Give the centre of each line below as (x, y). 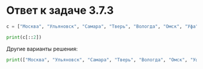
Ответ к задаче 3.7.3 (60, 10)
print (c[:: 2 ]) (24, 37)
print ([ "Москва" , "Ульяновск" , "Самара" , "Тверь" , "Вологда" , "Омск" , (97, 60)
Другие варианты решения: (42, 49)
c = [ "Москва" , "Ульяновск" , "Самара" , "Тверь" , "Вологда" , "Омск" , (94, 26)
